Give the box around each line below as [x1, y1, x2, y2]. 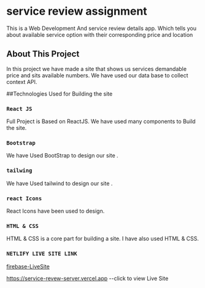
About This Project [6, 49, 80, 59]
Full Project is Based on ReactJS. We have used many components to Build [6, 118, 196, 125]
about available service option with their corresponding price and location [6, 31, 193, 38]
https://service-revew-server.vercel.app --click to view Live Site [6, 275, 169, 282]
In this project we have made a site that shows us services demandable [6, 65, 187, 72]
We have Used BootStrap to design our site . [6, 152, 118, 159]
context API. [6, 78, 37, 85]
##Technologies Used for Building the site [6, 90, 113, 97]
